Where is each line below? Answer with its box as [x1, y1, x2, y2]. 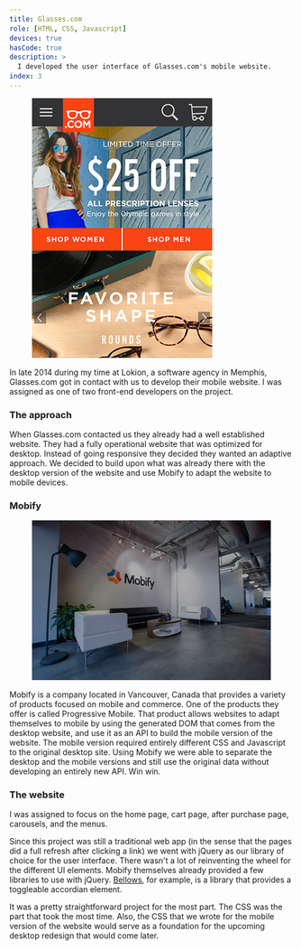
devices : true [9, 33, 63, 42]
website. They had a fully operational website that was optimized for [9, 439, 263, 450]
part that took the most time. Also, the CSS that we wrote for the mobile [9, 911, 275, 922]
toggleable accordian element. [9, 884, 123, 895]
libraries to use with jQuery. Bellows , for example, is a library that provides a [9, 874, 291, 885]
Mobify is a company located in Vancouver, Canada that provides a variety [9, 689, 286, 700]
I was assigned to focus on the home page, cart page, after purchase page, [9, 809, 289, 820]
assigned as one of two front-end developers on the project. [9, 386, 233, 396]
